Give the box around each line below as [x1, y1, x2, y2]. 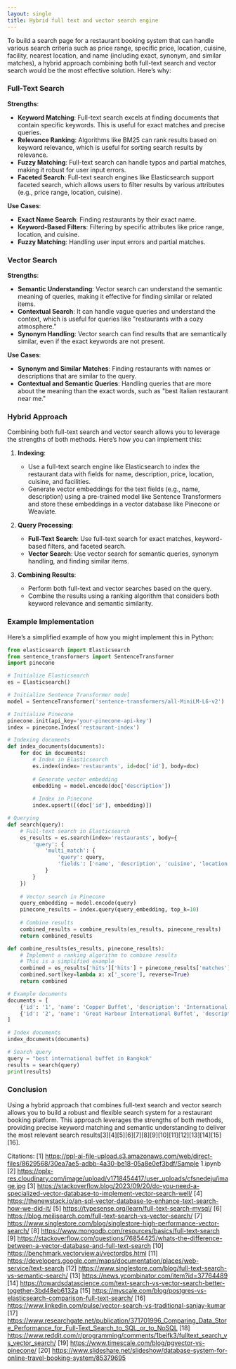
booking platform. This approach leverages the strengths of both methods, [7, 1116, 223, 1124]
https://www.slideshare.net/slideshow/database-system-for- [51, 1346, 228, 1354]
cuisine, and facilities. [27, 478, 91, 486]
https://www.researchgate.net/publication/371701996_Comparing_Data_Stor [7, 1316, 227, 1325]
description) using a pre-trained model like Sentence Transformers [27, 492, 221, 501]
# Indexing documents [7, 737, 71, 744]
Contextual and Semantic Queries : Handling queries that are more [17, 379, 212, 388]
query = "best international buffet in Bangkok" [7, 1055, 152, 1062]
